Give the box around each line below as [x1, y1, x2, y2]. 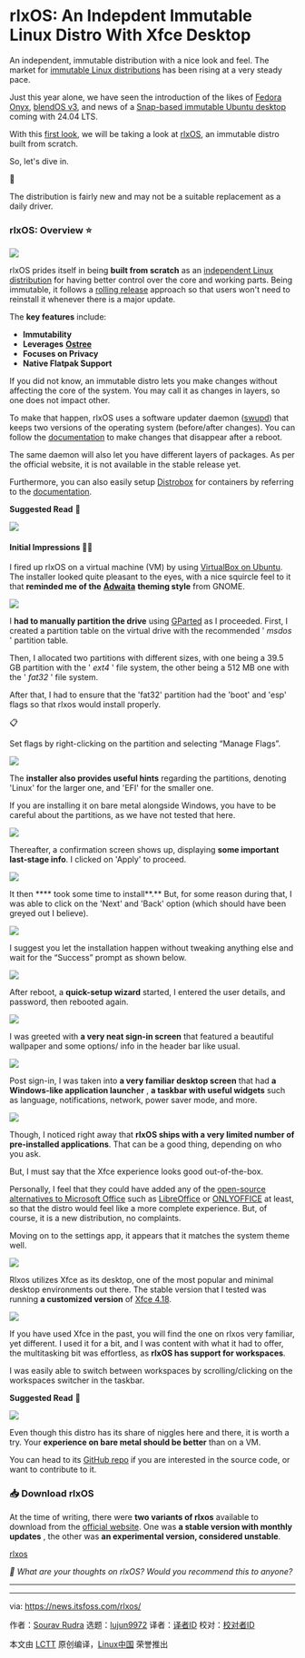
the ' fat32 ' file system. [9, 672, 98, 683]
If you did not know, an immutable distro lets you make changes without [9, 376, 278, 387]
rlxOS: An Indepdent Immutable [9, 5, 252, 26]
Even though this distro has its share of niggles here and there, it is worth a [9, 1427, 290, 1438]
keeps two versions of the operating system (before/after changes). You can [9, 422, 296, 433]
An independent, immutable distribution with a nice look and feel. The [9, 54, 270, 65]
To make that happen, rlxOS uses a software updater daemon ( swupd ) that [9, 412, 289, 423]
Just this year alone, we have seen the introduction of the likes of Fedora [9, 92, 282, 103]
